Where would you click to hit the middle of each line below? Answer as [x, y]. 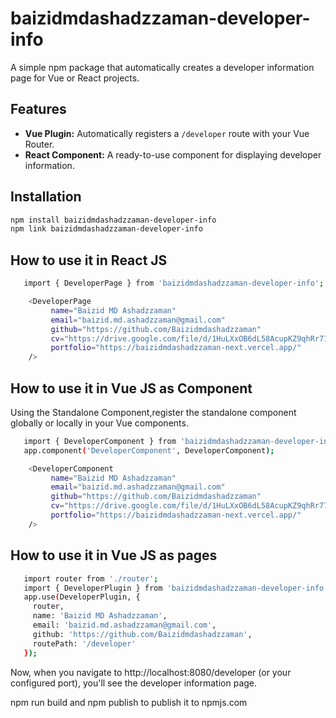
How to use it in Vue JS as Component [131, 388]
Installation [46, 197]
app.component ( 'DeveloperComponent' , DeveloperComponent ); [149, 450]
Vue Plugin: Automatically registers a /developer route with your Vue [167, 133]
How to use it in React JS [89, 260]
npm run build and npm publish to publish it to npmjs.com [129, 702]
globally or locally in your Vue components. [99, 423]
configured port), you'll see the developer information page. [134, 683]
